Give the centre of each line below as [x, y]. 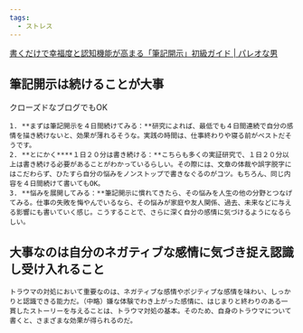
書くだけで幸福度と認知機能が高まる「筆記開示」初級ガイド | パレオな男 [144, 53]
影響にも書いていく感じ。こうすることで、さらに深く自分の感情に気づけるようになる [150, 213]
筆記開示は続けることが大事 [87, 83]
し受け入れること [57, 268]
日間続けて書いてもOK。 [67, 184]
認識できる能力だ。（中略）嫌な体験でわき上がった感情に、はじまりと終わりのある [152, 302]
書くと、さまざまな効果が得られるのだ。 [73, 321]
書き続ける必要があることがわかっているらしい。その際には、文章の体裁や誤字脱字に [157, 165]
